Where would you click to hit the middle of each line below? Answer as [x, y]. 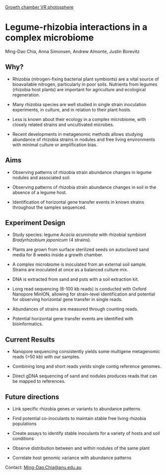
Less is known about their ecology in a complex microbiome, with [79, 119]
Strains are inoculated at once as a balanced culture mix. [70, 270]
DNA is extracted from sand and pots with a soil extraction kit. [76, 279]
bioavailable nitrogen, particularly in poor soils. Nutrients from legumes [85, 84]
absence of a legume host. [39, 192]
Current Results [30, 339]
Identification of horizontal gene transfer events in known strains [78, 202]
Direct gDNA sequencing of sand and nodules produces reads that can [85, 376]
